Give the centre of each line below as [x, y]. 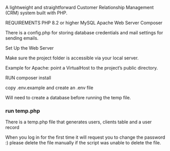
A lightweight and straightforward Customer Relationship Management [80, 7]
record [12, 127]
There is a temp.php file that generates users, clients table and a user [79, 122]
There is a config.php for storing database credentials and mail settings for [84, 33]
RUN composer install [28, 78]
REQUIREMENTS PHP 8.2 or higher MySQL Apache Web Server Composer [84, 23]
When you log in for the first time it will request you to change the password [85, 137]
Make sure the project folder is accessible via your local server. [72, 58]
